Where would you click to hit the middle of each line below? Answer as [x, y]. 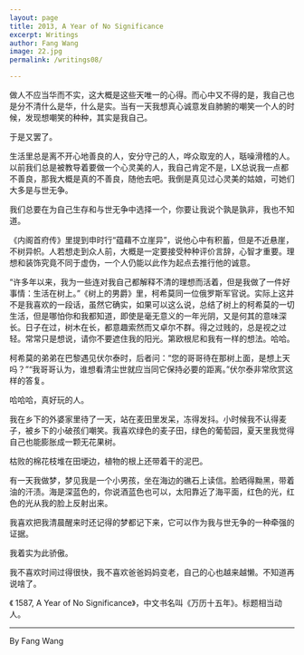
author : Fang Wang [44, 43]
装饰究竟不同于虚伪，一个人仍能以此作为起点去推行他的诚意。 [140, 263]
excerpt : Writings [44, 34]
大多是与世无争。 [41, 190]
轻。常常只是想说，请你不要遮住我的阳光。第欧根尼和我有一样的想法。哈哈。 [152, 338]
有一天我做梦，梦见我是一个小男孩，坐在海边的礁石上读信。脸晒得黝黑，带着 [152, 480]
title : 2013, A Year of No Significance [87, 26]
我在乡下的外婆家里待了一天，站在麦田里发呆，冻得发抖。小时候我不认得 [144, 419]
